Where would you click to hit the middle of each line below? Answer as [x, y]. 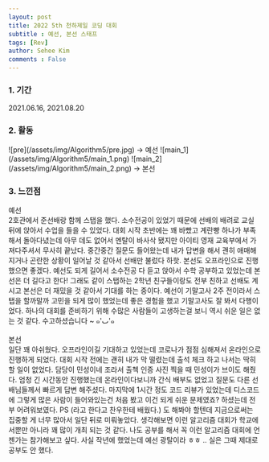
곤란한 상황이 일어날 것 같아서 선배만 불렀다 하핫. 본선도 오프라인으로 [137, 260]
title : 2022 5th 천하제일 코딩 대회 [63, 25]
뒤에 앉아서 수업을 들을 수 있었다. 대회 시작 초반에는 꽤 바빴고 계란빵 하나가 [125, 230]
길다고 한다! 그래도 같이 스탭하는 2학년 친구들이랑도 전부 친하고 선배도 [141, 280]
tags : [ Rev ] [28, 43]
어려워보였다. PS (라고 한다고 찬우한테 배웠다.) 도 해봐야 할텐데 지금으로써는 [135, 410]
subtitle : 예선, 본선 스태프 [53, 34]
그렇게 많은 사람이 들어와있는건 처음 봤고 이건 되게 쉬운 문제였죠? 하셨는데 [132, 399]
